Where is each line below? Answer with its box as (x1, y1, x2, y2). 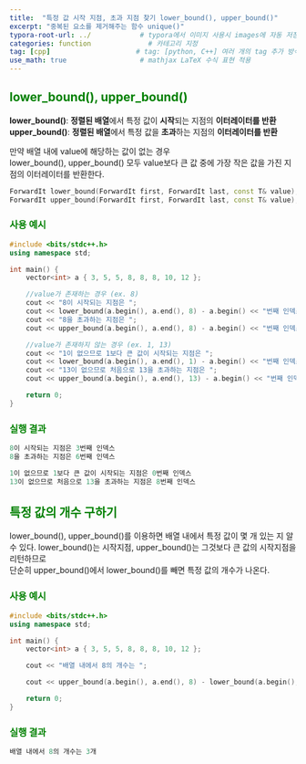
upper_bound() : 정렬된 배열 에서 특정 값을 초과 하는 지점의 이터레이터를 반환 (9, 126, 278, 137)
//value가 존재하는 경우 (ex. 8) (25, 289, 139, 299)
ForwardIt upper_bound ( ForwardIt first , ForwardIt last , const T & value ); (9, 195, 300, 204)
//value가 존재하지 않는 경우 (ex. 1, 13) (25, 340, 172, 350)
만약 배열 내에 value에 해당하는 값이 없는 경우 (9, 145, 171, 156)
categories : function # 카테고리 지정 (9, 38, 199, 48)
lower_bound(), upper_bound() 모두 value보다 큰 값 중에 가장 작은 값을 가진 (9, 157, 282, 168)
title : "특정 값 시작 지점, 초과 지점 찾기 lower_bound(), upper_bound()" (9, 13, 279, 23)
